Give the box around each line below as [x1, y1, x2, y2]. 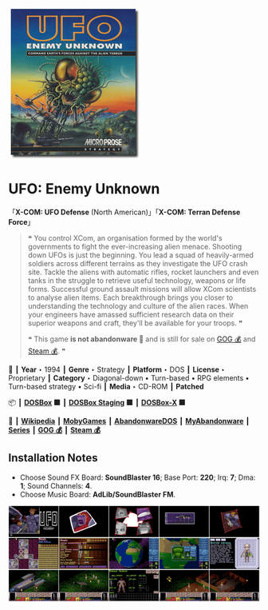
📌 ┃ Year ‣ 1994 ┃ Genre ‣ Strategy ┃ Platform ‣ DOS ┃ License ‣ [8, 365, 226, 374]
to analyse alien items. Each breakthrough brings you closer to [27, 293, 234, 302]
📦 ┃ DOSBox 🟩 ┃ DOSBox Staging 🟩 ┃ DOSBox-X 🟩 [8, 397, 186, 407]
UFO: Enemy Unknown [8, 180, 160, 198]
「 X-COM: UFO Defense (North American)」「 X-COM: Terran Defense [8, 207, 241, 217]
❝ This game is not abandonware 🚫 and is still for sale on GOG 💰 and [27, 334, 256, 344]
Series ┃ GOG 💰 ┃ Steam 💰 [8, 425, 101, 434]
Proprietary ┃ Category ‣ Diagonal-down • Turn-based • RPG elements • [8, 373, 250, 382]
